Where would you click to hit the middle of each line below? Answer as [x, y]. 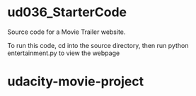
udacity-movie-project [76, 82]
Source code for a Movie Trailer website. [67, 32]
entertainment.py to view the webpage [64, 53]
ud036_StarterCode [67, 12]
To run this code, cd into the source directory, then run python [98, 45]
